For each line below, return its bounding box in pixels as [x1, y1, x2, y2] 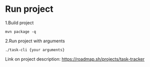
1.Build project [5, 20, 34, 26]
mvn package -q [5, 29, 36, 34]
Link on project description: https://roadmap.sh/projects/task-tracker [5, 56, 145, 62]
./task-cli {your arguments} [5, 47, 65, 52]
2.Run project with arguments [5, 38, 65, 44]
